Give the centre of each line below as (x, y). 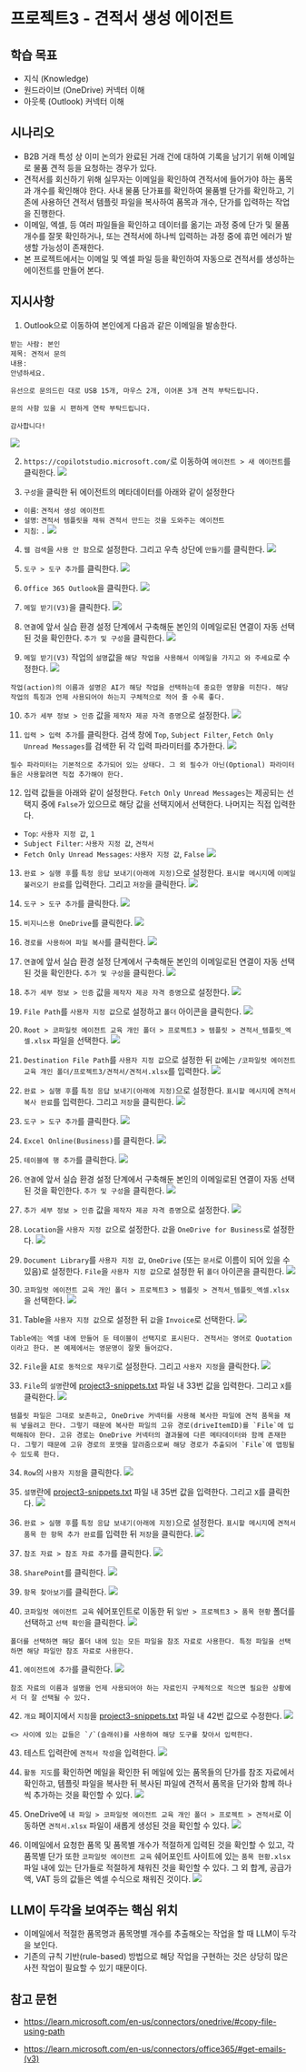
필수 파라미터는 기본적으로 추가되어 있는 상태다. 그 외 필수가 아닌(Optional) (138, 765)
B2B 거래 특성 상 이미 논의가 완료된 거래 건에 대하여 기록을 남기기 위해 (147, 156)
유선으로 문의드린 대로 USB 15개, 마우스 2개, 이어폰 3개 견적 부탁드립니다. (135, 391)
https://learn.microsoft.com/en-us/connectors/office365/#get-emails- (155, 2049)
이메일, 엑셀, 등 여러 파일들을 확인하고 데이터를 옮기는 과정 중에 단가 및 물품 (156, 225)
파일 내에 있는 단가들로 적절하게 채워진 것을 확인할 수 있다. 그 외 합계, (145, 1867)
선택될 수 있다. (66, 1697)
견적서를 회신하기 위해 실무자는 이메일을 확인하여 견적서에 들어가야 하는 (149, 179)
